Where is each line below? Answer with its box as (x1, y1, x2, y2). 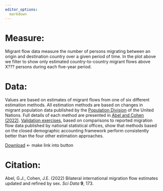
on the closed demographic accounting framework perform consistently (5, 128, 149, 134)
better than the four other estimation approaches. (5, 133, 104, 139)
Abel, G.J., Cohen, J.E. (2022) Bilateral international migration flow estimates (5, 175, 158, 181)
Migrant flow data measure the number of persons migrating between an (5, 48, 150, 54)
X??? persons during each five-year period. (5, 64, 92, 70)
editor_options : (5, 7, 38, 12)
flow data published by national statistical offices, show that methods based (5, 123, 157, 128)
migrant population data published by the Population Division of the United (5, 107, 154, 113)
